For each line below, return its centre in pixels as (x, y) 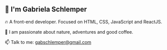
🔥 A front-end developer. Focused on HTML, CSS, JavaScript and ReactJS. (83, 21)
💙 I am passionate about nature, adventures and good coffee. (69, 32)
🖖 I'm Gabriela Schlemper (46, 9)
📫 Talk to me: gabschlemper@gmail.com (48, 42)
